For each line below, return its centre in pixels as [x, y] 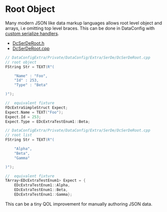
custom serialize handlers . [32, 33]
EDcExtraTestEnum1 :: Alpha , [42, 185]
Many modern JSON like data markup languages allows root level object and [84, 23]
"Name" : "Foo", [31, 76]
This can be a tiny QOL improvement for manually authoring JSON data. [79, 204]
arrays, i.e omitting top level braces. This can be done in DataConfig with [80, 28]
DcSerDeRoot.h [28, 43]
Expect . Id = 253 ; [23, 117]
